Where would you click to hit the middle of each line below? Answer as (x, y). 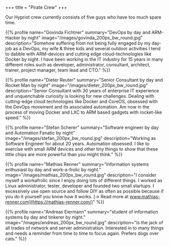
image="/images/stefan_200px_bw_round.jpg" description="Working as (81, 138)
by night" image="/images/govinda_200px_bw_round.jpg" (82, 38)
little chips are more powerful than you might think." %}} (64, 154)
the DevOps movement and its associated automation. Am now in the (77, 107)
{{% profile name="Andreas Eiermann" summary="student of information (82, 212)
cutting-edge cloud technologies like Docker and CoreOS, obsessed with (82, 101)
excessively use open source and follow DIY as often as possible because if (84, 191)
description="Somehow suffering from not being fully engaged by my (78, 43)
